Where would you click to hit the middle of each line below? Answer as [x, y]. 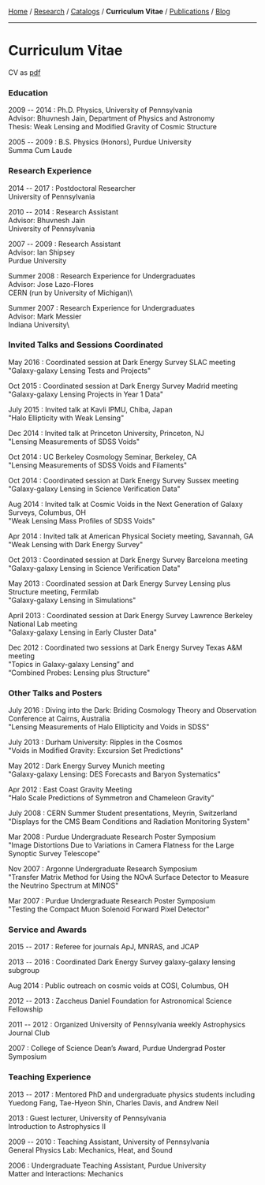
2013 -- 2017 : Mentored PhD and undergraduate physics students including [131, 1094]
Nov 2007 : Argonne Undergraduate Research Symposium [103, 869]
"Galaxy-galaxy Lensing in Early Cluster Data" [83, 632]
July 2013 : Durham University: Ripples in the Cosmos [95, 742]
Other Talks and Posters [55, 693]
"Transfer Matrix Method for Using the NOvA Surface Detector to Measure [129, 878]
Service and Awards [47, 930]
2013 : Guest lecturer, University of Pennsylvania [87, 1118]
